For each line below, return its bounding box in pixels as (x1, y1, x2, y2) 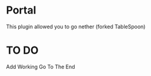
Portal (6, 4, 36, 17)
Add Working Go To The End (6, 63, 75, 70)
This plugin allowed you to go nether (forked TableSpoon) (6, 23, 146, 30)
